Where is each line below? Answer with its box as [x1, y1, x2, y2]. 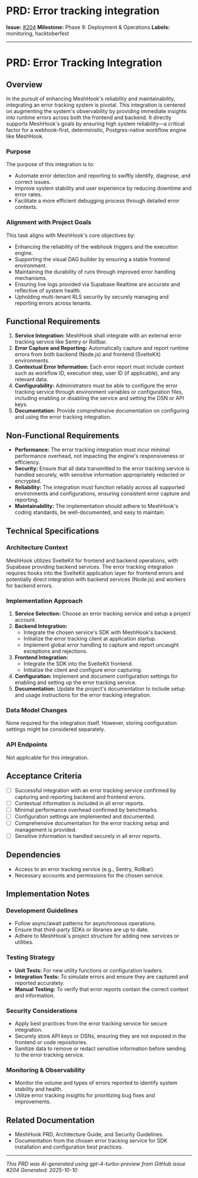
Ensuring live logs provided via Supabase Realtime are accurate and [14, 281, 180, 288]
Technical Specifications [6, 526, 100, 536]
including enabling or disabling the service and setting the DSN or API [14, 395, 184, 402]
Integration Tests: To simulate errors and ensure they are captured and [14, 973, 189, 980]
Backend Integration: [14, 623, 68, 630]
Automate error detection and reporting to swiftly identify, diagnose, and [14, 172, 191, 179]
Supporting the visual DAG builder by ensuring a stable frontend [14, 255, 170, 263]
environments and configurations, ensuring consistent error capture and [14, 490, 190, 497]
